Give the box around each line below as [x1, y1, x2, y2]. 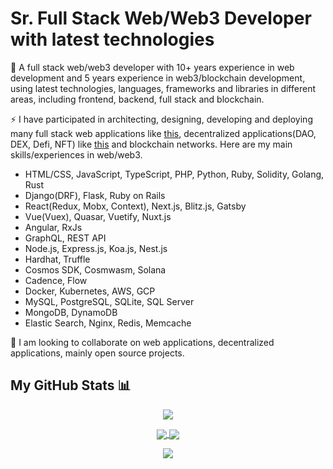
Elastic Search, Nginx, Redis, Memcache [24, 317, 192, 329]
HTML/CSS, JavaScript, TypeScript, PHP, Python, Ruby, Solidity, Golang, [24, 168, 325, 180]
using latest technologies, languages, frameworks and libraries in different [10, 82, 316, 94]
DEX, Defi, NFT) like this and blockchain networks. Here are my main [10, 138, 293, 150]
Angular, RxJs [24, 221, 83, 233]
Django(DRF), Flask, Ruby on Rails [24, 189, 166, 201]
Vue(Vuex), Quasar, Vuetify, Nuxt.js [24, 210, 172, 222]
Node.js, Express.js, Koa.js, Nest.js [24, 242, 168, 254]
